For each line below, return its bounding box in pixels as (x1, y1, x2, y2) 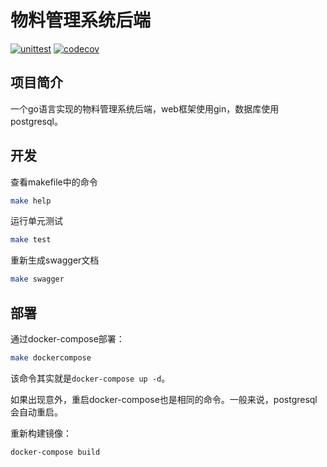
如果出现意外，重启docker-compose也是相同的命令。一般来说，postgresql (10, 393, 318, 405)
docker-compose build (10, 447, 101, 457)
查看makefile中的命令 (10, 176, 98, 188)
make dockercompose (10, 353, 92, 363)
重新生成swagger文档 (10, 254, 100, 266)
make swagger (10, 274, 65, 285)
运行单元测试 (10, 215, 63, 227)
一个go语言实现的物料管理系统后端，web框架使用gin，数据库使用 (10, 102, 280, 115)
